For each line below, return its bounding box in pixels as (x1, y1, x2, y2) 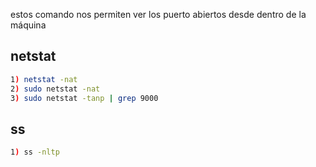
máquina (10, 19, 47, 31)
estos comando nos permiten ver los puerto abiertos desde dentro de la (10, 9, 307, 20)
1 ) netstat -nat (10, 74, 78, 84)
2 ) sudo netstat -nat (10, 84, 101, 94)
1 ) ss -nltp (10, 147, 60, 158)
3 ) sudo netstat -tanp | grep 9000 (10, 93, 159, 103)
